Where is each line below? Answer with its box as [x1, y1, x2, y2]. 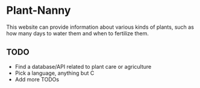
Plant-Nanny [6, 4, 71, 17]
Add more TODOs [14, 75, 59, 83]
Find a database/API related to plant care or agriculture [14, 63, 152, 70]
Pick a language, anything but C [14, 69, 95, 77]
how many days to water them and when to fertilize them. [6, 29, 149, 37]
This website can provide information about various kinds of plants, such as [6, 23, 195, 31]
